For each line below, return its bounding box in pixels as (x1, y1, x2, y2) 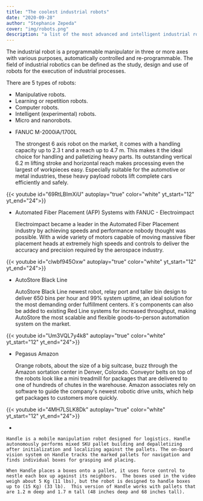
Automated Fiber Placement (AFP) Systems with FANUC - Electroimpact (14, 209, 195, 216)
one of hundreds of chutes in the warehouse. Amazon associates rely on (14, 382, 196, 389)
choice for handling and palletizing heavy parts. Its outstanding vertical (14, 153, 192, 161)
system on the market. (14, 320, 71, 328)
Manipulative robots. (14, 91, 66, 98)
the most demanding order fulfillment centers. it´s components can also (14, 301, 193, 308)
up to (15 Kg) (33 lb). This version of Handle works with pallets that (6, 483, 196, 490)
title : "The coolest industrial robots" (6, 8, 110, 15)
